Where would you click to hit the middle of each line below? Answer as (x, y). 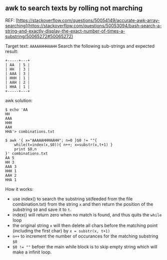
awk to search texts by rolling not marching (74, 8)
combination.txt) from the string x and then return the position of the (83, 204)
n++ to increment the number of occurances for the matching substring (85, 236)
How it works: (19, 189)
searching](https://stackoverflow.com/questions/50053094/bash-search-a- (83, 26)
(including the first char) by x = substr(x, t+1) (61, 230)
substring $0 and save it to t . (42, 209)
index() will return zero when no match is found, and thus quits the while (87, 214)
